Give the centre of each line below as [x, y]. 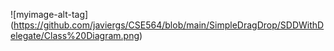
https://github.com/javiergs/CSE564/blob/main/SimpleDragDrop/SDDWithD [169, 25]
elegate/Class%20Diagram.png [75, 35]
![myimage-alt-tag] [49, 14]
